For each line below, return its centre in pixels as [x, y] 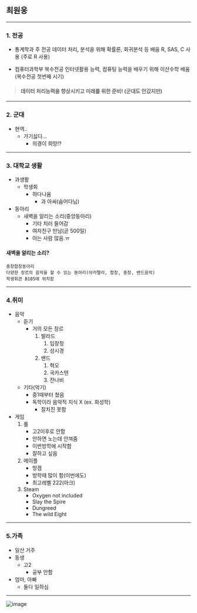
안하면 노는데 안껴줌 [55, 439]
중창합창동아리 [20, 267]
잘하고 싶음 [45, 453]
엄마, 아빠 [26, 579]
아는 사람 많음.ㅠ [51, 238]
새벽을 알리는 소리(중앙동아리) [57, 216]
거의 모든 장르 [48, 329]
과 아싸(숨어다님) [60, 201]
